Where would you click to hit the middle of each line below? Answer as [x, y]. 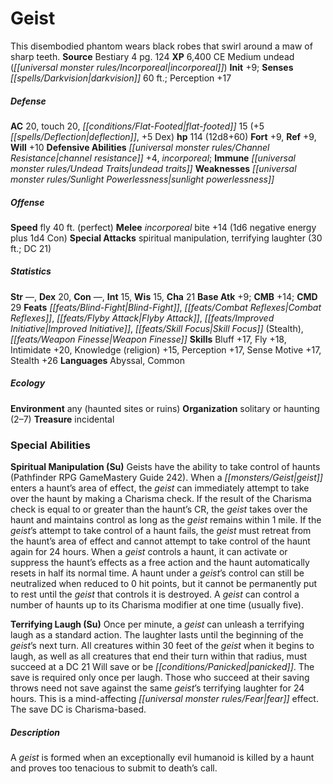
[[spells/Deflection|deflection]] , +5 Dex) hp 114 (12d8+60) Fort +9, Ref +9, [163, 136]
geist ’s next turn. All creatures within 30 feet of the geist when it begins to [162, 646]
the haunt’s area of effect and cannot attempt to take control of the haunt [160, 541]
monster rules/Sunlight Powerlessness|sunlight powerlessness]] [142, 179]
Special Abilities [50, 445]
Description [35, 732]
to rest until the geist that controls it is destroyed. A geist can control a [155, 594]
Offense [27, 202]
